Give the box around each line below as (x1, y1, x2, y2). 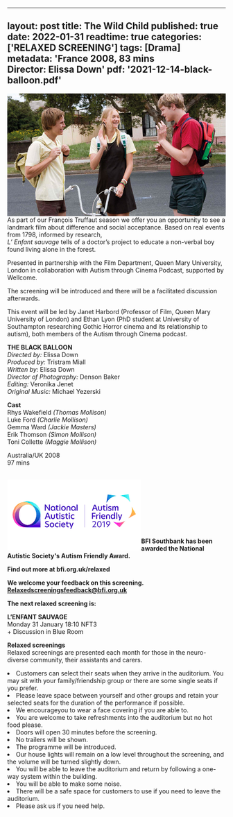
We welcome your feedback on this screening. (7, 578, 144, 587)
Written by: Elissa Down (7, 365, 75, 374)
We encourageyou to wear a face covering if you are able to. (16, 706, 189, 714)
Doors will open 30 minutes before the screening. (16, 728, 157, 737)
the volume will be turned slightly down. (7, 757, 121, 766)
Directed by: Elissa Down (7, 351, 78, 359)
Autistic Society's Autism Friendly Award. (7, 552, 130, 560)
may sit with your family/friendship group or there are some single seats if (7, 677, 218, 685)
